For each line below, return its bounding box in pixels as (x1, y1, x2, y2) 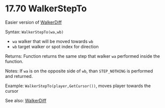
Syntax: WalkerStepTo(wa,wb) (5, 29, 64, 35)
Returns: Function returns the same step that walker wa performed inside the (5, 53, 160, 59)
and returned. (5, 73, 33, 79)
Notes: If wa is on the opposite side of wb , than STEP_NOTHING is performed (5, 68, 153, 74)
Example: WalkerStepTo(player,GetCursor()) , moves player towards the (5, 82, 151, 89)
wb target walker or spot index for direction (12, 43, 99, 49)
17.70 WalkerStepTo (5, 3, 87, 14)
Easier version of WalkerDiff (5, 19, 62, 25)
